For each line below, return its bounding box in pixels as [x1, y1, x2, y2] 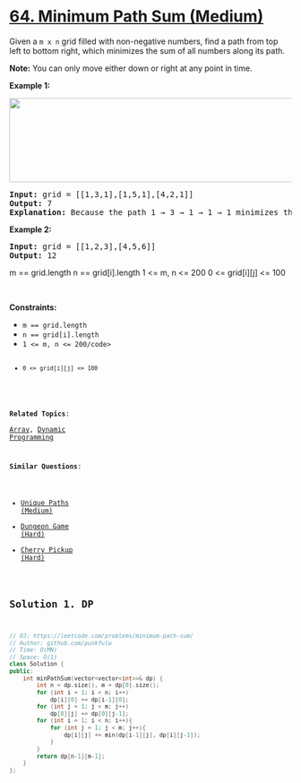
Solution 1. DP [9, 598, 94, 611]
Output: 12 [9, 250, 57, 261]
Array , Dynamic [9, 425, 66, 434]
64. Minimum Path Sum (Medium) [9, 6, 264, 27]
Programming [9, 433, 54, 442]
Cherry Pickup [21, 546, 73, 555]
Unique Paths [21, 499, 70, 508]
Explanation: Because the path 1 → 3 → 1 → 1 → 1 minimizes [9, 207, 279, 217]
